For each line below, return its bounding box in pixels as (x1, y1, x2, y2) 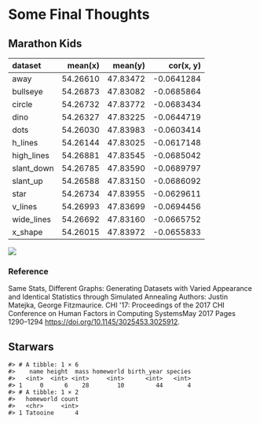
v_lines (12, 201, 38, 211)
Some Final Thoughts (8, 6, 150, 24)
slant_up (12, 175, 43, 186)
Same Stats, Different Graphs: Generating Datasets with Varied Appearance (8, 284, 253, 293)
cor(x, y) (168, 61, 202, 71)
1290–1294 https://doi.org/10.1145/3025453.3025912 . (8, 317, 181, 327)
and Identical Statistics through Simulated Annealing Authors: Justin (8, 292, 229, 302)
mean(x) (67, 61, 100, 71)
